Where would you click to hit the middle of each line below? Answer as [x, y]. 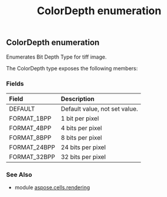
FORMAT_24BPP [32, 147]
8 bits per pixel [81, 137]
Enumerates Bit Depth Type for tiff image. [57, 57]
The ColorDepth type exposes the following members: [72, 68]
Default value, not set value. [100, 109]
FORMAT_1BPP [30, 118]
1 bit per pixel [80, 118]
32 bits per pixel [83, 157]
